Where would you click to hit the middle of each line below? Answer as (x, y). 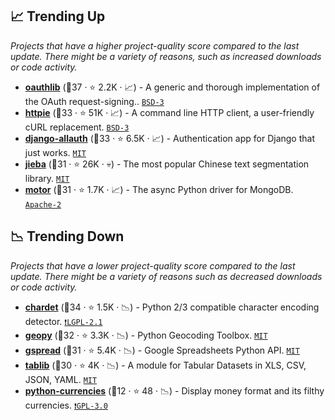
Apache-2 (43, 204)
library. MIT (47, 178)
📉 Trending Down (67, 236)
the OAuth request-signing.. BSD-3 (94, 101)
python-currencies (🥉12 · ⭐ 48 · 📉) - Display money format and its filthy (174, 390)
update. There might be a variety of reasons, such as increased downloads (166, 56)
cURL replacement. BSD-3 (77, 127)
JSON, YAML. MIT (61, 379)
